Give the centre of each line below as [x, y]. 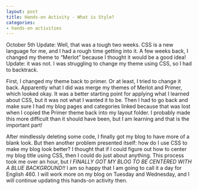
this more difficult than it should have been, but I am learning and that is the [98, 119]
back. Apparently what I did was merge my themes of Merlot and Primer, [94, 88]
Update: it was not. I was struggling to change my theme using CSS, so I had [99, 64]
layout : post [22, 12]
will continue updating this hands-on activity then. [67, 181]
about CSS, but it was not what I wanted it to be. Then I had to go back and [97, 100]
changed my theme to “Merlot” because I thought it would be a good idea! [96, 57]
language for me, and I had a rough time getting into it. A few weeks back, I [97, 51]
